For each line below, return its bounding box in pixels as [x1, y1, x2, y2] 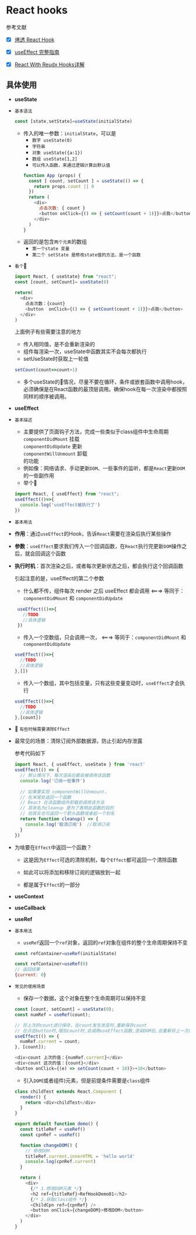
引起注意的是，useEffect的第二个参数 [14, 574, 104, 581]
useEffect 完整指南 [14, 49, 60, 56]
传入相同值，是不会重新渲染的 [23, 341, 95, 348]
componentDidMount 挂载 [23, 436, 80, 443]
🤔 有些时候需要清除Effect [14, 726, 70, 733]
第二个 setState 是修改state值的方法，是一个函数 [32, 252, 141, 258]
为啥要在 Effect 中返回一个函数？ [14, 844, 92, 851]
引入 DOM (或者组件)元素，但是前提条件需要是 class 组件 [23, 1077, 150, 1084]
